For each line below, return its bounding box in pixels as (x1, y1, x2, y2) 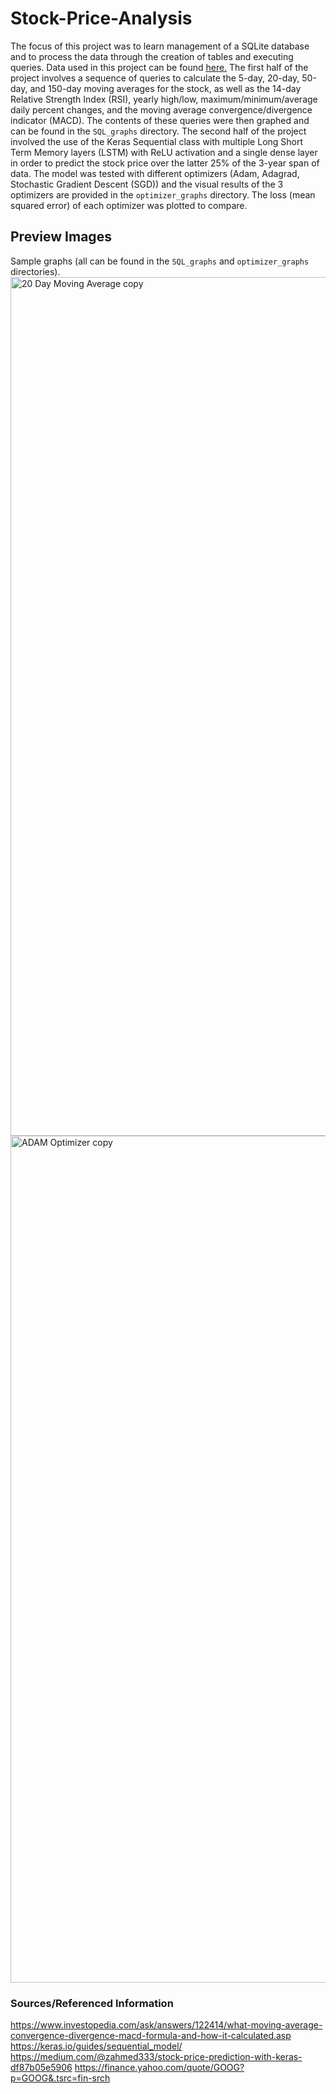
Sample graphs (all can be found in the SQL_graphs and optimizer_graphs (10, 255, 310, 267)
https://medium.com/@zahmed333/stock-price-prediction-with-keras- (10, 2051, 303, 2063)
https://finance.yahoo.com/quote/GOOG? (74, 2062, 245, 2074)
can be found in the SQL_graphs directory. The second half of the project (10, 125, 307, 137)
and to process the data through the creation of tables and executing (10, 50, 294, 62)
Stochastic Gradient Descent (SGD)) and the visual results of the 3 (10, 178, 284, 190)
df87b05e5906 (10, 2062, 73, 2074)
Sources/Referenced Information (10, 1996, 174, 2010)
